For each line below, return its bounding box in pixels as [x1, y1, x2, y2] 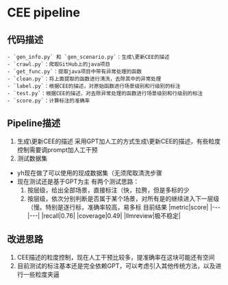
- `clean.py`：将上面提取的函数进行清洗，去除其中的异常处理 [7, 75, 162, 82]
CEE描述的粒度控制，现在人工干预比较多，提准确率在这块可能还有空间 [16, 253, 215, 261]
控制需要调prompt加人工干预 [16, 145, 98, 153]
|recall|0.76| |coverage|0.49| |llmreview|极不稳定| [41, 211, 181, 220]
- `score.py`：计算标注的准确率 [7, 97, 90, 104]
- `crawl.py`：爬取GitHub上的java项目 [7, 61, 111, 68]
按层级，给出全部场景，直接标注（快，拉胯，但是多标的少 [27, 186, 190, 194]
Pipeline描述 [7, 118, 61, 129]
